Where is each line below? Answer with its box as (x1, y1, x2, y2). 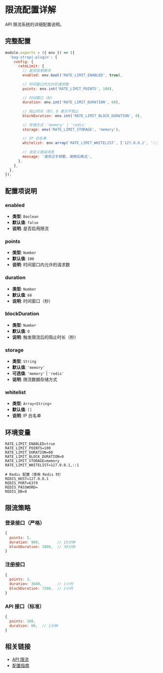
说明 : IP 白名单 (12, 413, 41, 418)
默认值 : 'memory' (12, 364, 45, 370)
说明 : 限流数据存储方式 (12, 377, 57, 382)
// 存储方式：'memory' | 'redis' (22, 122, 86, 127)
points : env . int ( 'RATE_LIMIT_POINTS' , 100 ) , (22, 86, 114, 91)
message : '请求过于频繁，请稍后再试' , (22, 154, 92, 159)
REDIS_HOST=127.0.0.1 (5, 477, 49, 482)
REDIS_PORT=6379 (5, 481, 38, 486)
